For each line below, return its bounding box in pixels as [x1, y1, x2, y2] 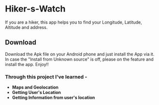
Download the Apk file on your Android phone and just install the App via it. [5, 51, 155, 57]
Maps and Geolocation [12, 84, 59, 90]
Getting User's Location [12, 90, 61, 95]
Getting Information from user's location [12, 95, 95, 101]
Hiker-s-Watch [5, 3, 66, 14]
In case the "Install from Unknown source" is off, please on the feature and [5, 56, 154, 62]
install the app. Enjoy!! [5, 61, 49, 67]
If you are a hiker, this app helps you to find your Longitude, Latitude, [5, 19, 143, 25]
